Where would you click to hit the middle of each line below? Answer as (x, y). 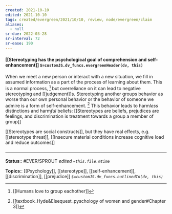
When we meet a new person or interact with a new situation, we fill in (79, 76)
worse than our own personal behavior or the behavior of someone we (80, 99)
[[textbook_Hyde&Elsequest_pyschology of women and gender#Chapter (89, 201)
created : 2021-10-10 (27, 10)
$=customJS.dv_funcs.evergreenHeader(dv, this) (92, 66)
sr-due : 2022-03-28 (26, 34)
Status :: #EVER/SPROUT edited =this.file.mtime (58, 161)
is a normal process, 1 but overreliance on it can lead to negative (73, 88)
